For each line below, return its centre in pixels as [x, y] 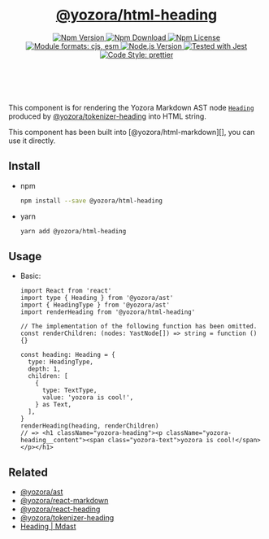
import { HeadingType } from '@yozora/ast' [95, 305]
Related [28, 472]
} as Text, [54, 405]
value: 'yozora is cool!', [88, 398]
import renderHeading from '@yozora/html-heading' [108, 312]
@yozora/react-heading [60, 509]
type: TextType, [69, 391]
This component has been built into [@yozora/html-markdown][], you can [132, 132]
